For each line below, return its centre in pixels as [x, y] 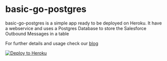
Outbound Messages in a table [37, 33]
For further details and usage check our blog [52, 43]
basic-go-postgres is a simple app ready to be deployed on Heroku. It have [83, 23]
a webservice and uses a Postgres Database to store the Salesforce [76, 28]
